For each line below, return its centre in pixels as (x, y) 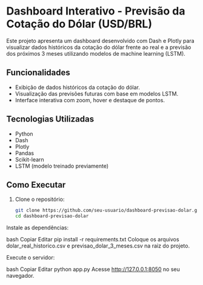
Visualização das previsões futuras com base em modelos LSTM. (97, 93)
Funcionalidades (38, 73)
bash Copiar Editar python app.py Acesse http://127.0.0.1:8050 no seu (93, 269)
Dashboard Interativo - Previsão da (96, 11)
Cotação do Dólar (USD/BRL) (79, 24)
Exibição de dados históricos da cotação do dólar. (78, 87)
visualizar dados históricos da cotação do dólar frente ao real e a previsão (99, 47)
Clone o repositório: (40, 199)
